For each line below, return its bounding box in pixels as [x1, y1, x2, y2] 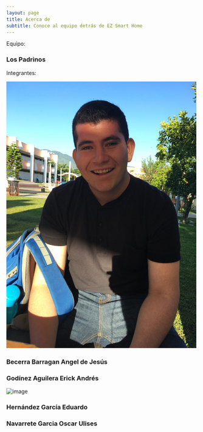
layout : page [6, 10, 40, 16]
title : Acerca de [6, 16, 50, 23]
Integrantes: [6, 69, 36, 76]
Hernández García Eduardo [6, 403, 88, 411]
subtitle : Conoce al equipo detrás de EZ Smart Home [6, 23, 143, 29]
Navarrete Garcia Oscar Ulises [6, 419, 98, 428]
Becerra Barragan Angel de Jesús [6, 357, 108, 366]
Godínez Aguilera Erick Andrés [6, 374, 99, 382]
